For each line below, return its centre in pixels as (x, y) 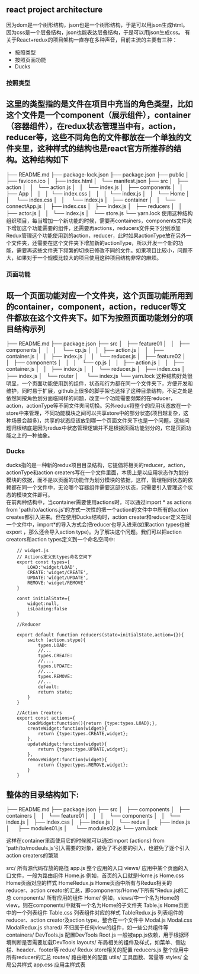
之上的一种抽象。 (32, 436)
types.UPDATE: (55, 666)
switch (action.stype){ (57, 640)
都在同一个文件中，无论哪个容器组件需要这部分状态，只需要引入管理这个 (99, 487)
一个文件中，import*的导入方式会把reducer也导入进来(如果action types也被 (98, 524)
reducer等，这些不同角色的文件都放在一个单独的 (95, 138)
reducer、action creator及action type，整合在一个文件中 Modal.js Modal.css (99, 920)
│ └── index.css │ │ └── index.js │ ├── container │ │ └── (91, 200)
